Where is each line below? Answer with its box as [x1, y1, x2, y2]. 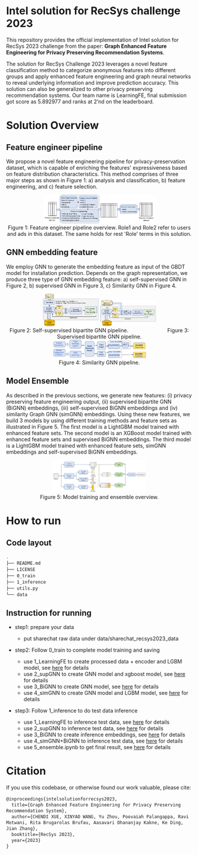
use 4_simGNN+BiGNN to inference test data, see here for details [23, 737, 183, 744]
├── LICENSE [6, 566, 35, 572]
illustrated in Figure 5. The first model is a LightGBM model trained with [6, 423, 179, 430]
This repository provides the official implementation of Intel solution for [6, 36, 179, 43]
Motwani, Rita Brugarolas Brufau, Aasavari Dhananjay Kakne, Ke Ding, [6, 820, 184, 826]
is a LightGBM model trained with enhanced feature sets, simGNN [6, 442, 167, 449]
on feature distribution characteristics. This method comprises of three [6, 170, 178, 177]
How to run [6, 514, 61, 527]
